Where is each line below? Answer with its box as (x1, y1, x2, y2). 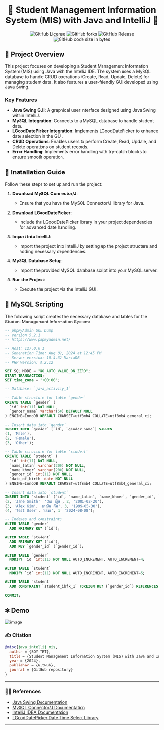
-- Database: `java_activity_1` (5, 386, 71, 391)
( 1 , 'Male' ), (5, 431, 32, 436)
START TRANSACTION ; (5, 373, 45, 378)
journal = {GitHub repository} (9, 667, 73, 672)
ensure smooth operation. (12, 154, 64, 160)
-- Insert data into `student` (5, 490, 69, 495)
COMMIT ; (5, 593, 21, 598)
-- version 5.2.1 (5, 332, 41, 338)
